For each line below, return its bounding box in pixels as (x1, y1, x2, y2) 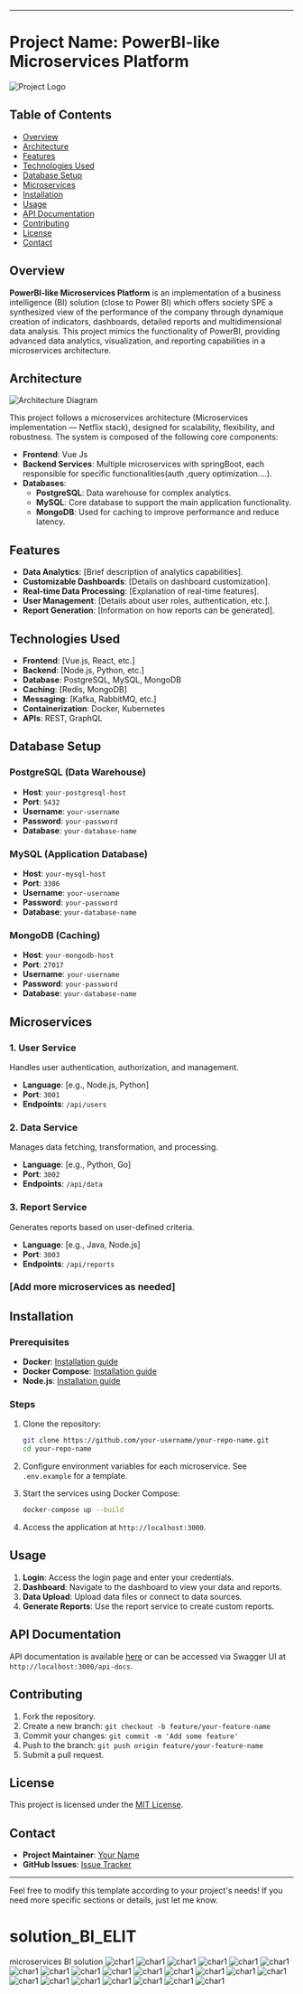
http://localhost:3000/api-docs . (9, 1660, 133, 1671)
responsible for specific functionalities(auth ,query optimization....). (22, 468, 272, 479)
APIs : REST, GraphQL (22, 713, 103, 723)
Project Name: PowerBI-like (9, 33, 221, 52)
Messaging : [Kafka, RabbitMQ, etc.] (22, 693, 157, 704)
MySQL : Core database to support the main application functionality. (35, 497, 292, 508)
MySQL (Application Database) (9, 847, 149, 860)
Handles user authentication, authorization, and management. (9, 1061, 239, 1072)
